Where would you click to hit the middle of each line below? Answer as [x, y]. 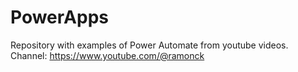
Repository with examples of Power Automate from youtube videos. [149, 45]
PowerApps [59, 17]
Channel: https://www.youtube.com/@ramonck [107, 55]
